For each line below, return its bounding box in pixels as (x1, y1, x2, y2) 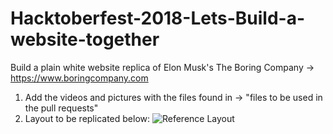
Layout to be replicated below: (24, 112, 151, 124)
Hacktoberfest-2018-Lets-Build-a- (10, 7, 305, 30)
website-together (10, 28, 160, 51)
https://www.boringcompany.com (10, 72, 149, 84)
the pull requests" (24, 102, 99, 114)
